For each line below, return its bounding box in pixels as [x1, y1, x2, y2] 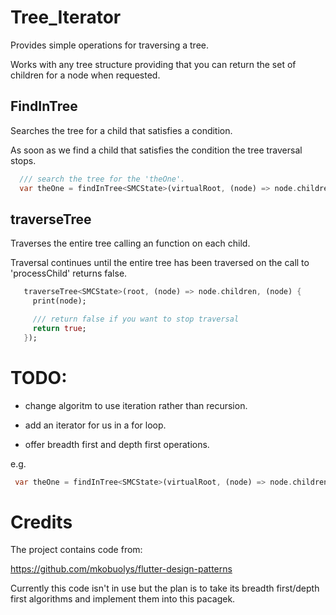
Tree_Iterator [10, 6, 122, 29]
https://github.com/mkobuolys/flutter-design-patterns [10, 563, 233, 575]
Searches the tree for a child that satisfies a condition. [10, 124, 233, 136]
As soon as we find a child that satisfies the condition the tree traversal [10, 144, 303, 156]
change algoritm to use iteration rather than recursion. [24, 399, 248, 411]
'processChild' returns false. [10, 267, 128, 280]
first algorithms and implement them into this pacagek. [10, 593, 236, 605]
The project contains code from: [10, 544, 143, 556]
